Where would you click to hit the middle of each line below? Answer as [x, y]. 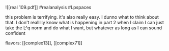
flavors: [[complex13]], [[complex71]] [44, 43]
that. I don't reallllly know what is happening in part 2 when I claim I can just [85, 22]
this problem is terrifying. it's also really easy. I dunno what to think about [82, 17]
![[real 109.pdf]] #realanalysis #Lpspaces [48, 7]
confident [15, 33]
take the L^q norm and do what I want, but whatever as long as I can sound [84, 28]
